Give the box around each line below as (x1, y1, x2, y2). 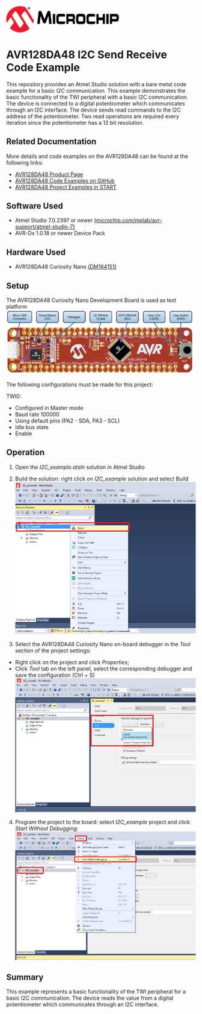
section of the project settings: (14, 647, 91, 654)
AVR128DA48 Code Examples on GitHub (14, 177, 115, 184)
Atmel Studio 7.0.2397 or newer (14, 217, 93, 224)
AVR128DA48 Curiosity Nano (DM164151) (14, 263, 117, 271)
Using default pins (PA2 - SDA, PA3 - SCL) (14, 417, 120, 424)
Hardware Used (6, 247, 66, 257)
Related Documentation (6, 136, 97, 147)
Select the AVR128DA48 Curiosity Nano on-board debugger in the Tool (14, 641, 191, 648)
